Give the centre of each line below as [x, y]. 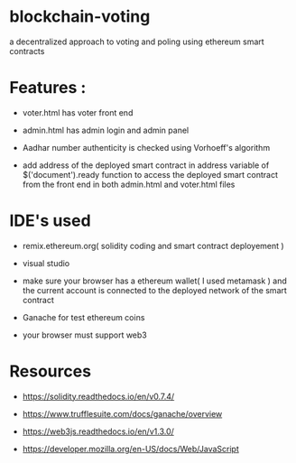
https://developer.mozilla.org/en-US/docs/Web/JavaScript [130, 449]
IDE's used [51, 221]
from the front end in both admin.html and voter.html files [129, 184]
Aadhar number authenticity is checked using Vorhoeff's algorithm [146, 147]
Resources [51, 371]
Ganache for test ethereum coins [83, 317]
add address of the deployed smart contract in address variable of [146, 165]
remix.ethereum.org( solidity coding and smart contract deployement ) [153, 245]
